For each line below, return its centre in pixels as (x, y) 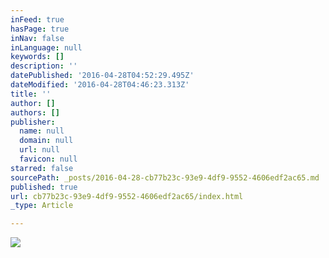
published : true (44, 187)
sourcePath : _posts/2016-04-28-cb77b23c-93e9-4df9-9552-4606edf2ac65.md (165, 177)
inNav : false (37, 38)
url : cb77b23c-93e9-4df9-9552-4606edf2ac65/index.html (127, 196)
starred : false (42, 168)
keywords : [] (37, 57)
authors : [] (35, 112)
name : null (42, 131)
